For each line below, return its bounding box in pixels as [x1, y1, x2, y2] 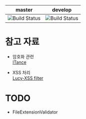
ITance [12, 59, 26, 65]
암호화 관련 [12, 53, 34, 59]
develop [52, 6, 72, 13]
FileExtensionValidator [12, 109, 58, 115]
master [15, 6, 33, 13]
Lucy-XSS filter [12, 75, 44, 81]
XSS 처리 [12, 69, 31, 75]
